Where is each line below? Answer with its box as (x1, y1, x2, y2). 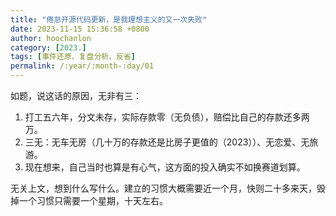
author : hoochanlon (10, 33, 92, 43)
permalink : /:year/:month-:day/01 (10, 61, 155, 71)
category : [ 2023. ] (10, 42, 87, 53)
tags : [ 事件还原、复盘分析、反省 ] (10, 52, 137, 62)
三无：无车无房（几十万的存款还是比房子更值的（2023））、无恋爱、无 (24, 136, 310, 148)
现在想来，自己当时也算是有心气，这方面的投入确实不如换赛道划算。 (24, 161, 306, 173)
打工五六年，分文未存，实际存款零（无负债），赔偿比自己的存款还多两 (24, 111, 310, 123)
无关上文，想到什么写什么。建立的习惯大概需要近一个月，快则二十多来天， (10, 182, 317, 194)
